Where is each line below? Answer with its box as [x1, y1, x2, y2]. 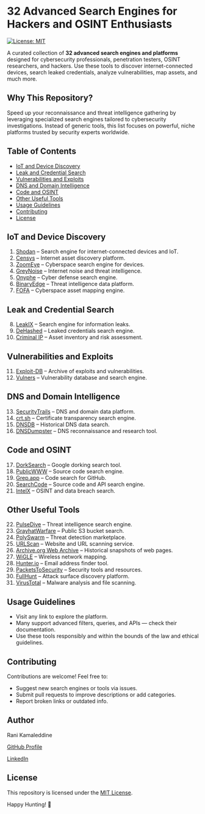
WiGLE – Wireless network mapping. [15, 553, 107, 560]
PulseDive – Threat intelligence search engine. [15, 521, 133, 528]
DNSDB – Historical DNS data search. [15, 421, 110, 428]
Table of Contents [7, 146, 77, 157]
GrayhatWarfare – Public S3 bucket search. [15, 527, 124, 535]
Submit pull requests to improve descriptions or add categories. [15, 691, 176, 699]
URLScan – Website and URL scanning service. [15, 540, 134, 548]
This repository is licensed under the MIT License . [7, 788, 133, 796]
